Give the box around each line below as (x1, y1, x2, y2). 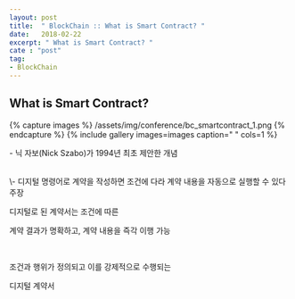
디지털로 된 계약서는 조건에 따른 (9, 206, 119, 217)
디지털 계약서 (9, 280, 55, 291)
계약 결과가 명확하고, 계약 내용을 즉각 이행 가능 (9, 225, 171, 236)
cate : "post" (9, 46, 62, 55)
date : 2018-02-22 (9, 29, 82, 38)
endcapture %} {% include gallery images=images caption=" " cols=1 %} (9, 129, 278, 139)
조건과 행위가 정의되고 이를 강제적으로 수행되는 (9, 261, 172, 272)
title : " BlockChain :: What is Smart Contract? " (9, 21, 205, 30)
